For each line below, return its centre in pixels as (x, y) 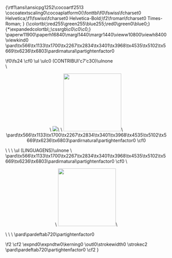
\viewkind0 (17, 40)
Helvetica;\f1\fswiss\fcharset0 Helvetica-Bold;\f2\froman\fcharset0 (76, 18)
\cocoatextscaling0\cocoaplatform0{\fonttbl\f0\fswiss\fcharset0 (73, 13)
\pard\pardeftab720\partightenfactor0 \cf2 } (52, 250)
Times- (155, 18)
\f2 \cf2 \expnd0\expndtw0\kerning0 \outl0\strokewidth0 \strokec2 (77, 244)
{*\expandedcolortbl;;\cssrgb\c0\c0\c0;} (48, 29)
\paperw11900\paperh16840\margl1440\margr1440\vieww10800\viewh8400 (86, 35)
